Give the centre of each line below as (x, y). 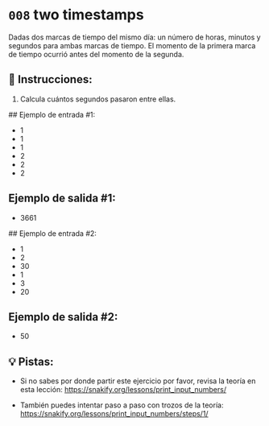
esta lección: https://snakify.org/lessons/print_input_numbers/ (123, 390)
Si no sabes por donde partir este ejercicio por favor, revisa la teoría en (138, 381)
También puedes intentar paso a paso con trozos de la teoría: (122, 405)
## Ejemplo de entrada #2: (52, 233)
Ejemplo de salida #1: (62, 199)
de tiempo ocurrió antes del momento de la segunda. (96, 54)
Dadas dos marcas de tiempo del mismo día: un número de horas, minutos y (134, 37)
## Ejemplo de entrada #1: (52, 114)
